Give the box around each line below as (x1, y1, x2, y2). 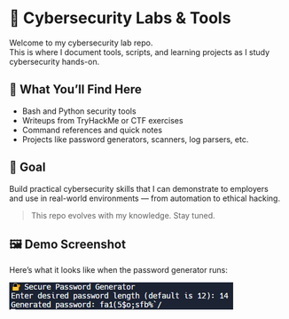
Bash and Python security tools (21, 106, 137, 116)
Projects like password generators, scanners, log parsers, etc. (21, 133, 249, 145)
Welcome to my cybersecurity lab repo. (9, 37, 153, 48)
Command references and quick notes (21, 124, 162, 135)
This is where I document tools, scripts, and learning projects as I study (9, 46, 270, 57)
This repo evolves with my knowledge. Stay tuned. (30, 210, 215, 220)
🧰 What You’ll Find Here (9, 82, 142, 97)
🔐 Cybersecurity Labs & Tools (9, 8, 231, 28)
